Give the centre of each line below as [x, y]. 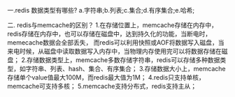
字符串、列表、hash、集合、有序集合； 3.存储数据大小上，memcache [126, 69]
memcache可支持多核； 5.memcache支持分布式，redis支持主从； [102, 86]
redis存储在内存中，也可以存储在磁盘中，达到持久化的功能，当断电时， [109, 34]
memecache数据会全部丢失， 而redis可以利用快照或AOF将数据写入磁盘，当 [116, 43]
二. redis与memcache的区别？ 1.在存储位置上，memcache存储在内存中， [113, 25]
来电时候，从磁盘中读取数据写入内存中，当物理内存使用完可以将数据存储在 [114, 51]
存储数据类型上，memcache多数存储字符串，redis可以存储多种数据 [123, 60]
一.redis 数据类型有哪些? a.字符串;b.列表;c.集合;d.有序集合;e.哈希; [101, 10]
